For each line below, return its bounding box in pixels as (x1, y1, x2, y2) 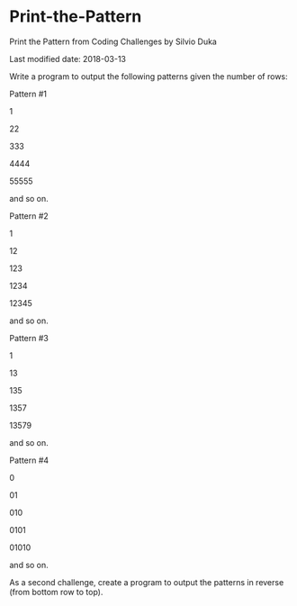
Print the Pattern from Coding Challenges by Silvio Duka (9, 36, 218, 47)
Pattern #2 (9, 210, 49, 222)
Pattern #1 (9, 88, 48, 99)
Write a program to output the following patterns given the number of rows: (9, 70, 288, 82)
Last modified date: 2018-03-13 (9, 53, 126, 64)
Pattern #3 (9, 332, 49, 343)
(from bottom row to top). (9, 586, 103, 597)
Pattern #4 (9, 455, 49, 466)
